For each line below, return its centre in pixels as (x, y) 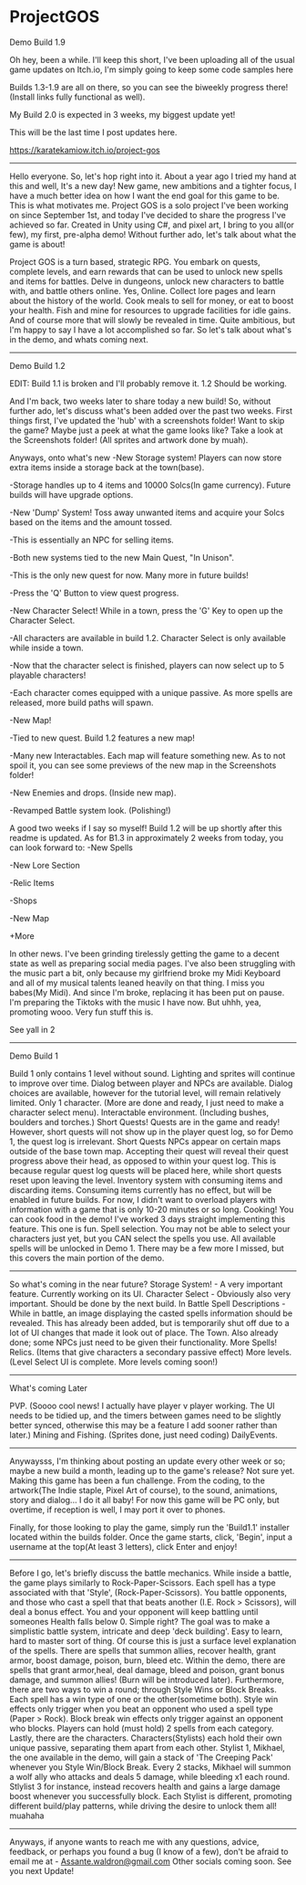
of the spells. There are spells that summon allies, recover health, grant (143, 1650)
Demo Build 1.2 (37, 365)
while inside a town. (46, 648)
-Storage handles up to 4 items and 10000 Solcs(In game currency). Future (150, 485)
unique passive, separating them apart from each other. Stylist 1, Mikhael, (147, 1747)
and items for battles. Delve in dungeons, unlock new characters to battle (147, 281)
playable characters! (48, 675)
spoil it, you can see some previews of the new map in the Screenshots (143, 765)
